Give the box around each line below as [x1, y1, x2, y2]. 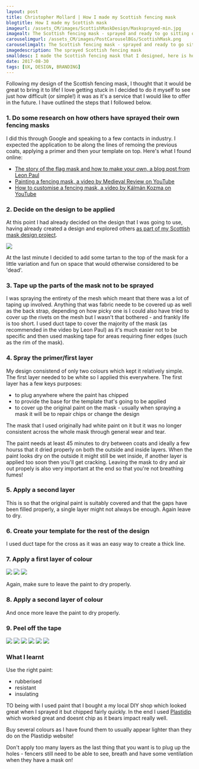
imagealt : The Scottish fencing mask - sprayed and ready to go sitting [6, 31, 190, 37]
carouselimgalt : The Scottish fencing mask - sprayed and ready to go [6, 42, 184, 48]
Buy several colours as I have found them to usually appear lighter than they [6, 726, 192, 733]
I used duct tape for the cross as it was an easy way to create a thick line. [6, 541, 185, 548]
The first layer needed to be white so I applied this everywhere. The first [6, 373, 182, 380]
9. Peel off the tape [6, 624, 62, 632]
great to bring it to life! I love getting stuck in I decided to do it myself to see [6, 87, 191, 94]
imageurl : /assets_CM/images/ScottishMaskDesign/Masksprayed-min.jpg [6, 25, 182, 31]
